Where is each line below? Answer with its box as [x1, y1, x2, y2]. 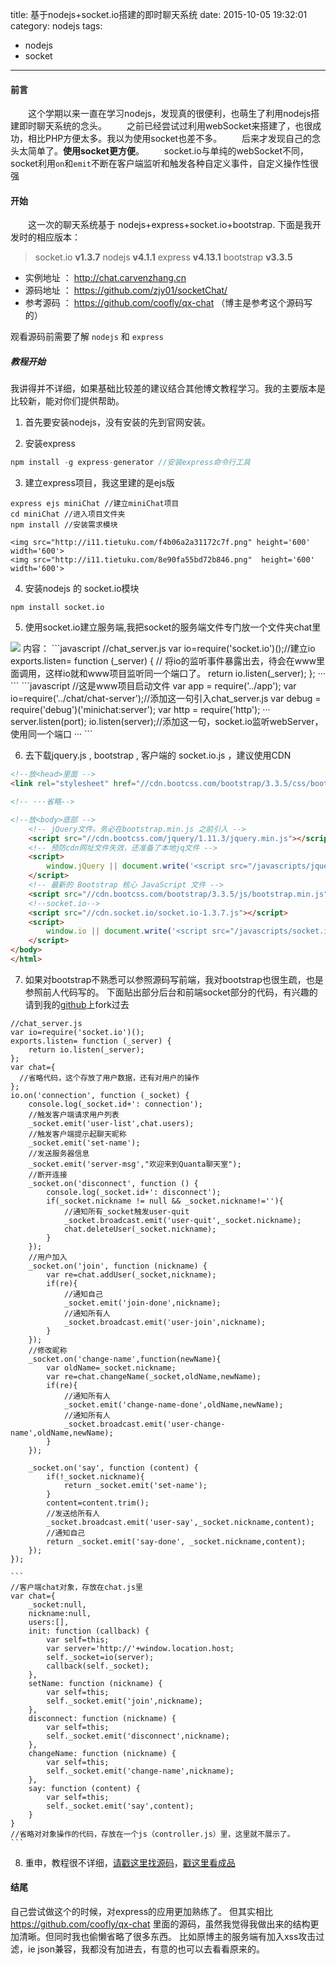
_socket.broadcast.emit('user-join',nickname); [63, 1317, 267, 1327]
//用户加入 [28, 1252, 68, 1262]
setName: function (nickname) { [28, 1678, 163, 1688]
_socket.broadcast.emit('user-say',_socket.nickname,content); [46, 1517, 315, 1527]
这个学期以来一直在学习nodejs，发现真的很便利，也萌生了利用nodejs [27, 108, 312, 120]
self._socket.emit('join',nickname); [46, 1696, 203, 1706]
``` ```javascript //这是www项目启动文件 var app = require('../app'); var [10, 680, 297, 692]
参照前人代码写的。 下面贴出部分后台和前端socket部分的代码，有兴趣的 [24, 986, 318, 998]
